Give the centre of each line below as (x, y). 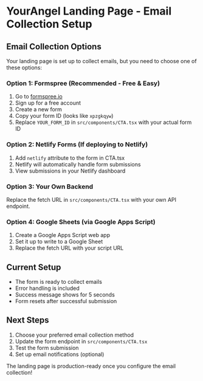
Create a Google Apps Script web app (63, 235)
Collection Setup (49, 24)
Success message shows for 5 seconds (65, 295)
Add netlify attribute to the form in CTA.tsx (70, 158)
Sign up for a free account (48, 103)
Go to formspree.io (39, 97)
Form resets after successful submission (66, 301)
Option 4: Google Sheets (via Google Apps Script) (81, 222)
